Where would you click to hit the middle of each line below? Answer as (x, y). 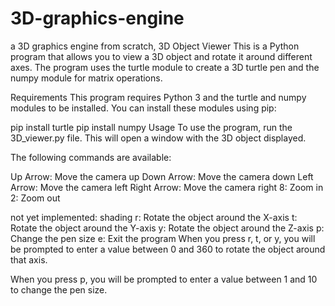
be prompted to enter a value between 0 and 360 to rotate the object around (168, 249)
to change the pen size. (59, 289)
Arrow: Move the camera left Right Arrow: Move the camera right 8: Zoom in (167, 187)
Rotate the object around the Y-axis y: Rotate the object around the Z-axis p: (167, 228)
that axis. (29, 259)
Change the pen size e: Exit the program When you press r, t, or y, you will (163, 238)
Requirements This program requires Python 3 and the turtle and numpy (158, 97)
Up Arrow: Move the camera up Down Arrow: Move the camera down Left (162, 176)
